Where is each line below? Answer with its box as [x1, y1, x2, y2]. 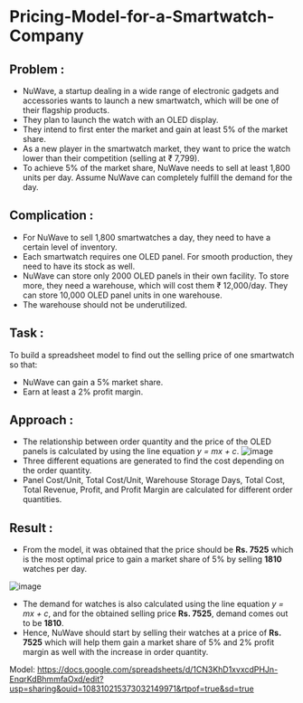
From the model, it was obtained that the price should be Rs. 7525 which [22, 545, 294, 556]
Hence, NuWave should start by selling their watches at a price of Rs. [22, 627, 282, 639]
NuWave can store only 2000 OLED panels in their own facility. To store [22, 270, 289, 281]
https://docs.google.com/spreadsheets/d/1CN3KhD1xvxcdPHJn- [37, 664, 279, 675]
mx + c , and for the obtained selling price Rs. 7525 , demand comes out [22, 608, 289, 619]
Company [9, 25, 84, 46]
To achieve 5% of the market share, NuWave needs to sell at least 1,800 [22, 163, 291, 173]
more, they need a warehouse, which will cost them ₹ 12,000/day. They [22, 280, 288, 290]
